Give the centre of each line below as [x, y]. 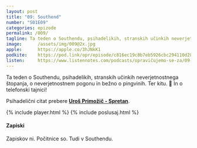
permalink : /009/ [27, 33]
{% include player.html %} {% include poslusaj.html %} [73, 112]
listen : [16, 60]
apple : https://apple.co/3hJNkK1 [53, 50]
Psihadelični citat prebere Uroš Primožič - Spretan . [68, 101]
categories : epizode [31, 28]
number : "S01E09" [27, 22]
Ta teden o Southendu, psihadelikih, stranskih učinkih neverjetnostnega [92, 77]
